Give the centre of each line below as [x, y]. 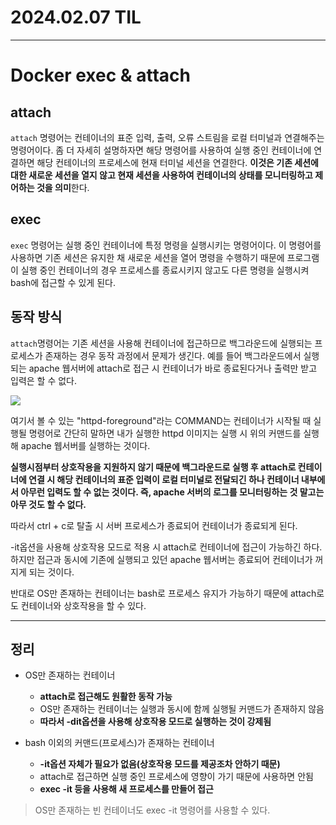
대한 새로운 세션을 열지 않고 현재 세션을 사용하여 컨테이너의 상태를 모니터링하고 [161, 175]
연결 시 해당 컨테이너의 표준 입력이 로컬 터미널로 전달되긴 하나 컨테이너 [164, 479]
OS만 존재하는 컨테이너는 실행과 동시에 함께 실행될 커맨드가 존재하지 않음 [182, 709]
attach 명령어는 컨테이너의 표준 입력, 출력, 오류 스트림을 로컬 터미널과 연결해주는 [167, 137]
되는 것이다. [51, 572]
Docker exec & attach [100, 75]
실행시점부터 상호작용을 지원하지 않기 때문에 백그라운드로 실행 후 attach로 [153, 467]
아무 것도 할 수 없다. [48, 504]
